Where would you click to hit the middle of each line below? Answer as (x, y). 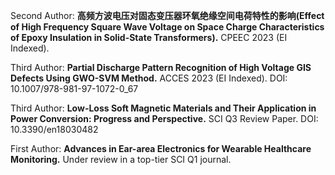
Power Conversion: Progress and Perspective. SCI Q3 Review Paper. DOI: (164, 118)
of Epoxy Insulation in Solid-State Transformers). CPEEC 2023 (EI (149, 37)
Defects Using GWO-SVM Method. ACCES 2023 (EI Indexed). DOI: (149, 78)
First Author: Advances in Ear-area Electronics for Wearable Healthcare (161, 148)
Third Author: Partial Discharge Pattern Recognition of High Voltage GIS (161, 67)
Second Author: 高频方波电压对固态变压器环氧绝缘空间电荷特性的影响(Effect (167, 15)
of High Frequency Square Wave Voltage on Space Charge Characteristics (167, 27)
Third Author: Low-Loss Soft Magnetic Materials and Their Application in (163, 108)
